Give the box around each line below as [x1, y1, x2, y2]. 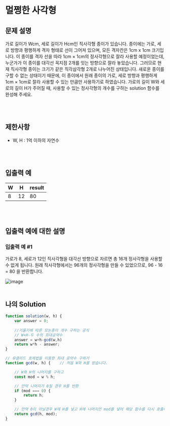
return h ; [23, 393, 44, 398]
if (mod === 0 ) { [14, 388, 51, 393]
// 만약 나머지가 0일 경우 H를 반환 [14, 383, 79, 389]
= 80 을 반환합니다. [5, 268, 44, 275]
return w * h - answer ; [14, 342, 60, 347]
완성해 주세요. [5, 92, 33, 97]
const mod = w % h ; [14, 374, 56, 379]
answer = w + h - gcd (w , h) [14, 337, 62, 342]
